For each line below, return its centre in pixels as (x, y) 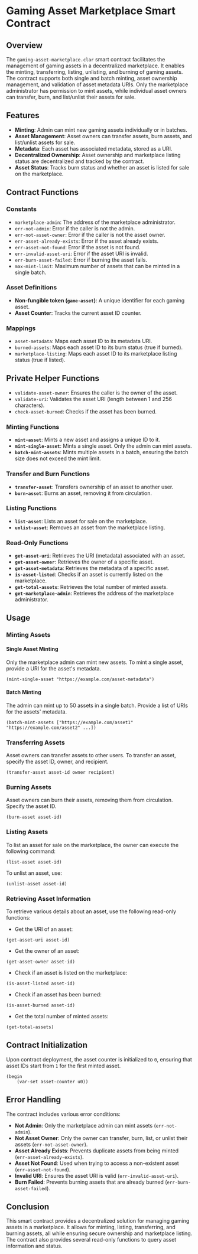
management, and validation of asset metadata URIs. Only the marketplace (97, 84)
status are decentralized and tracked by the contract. (79, 161)
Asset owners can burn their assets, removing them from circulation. (90, 800)
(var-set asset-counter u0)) (53, 1082)
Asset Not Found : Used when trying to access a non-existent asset (97, 1163)
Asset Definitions (32, 288)
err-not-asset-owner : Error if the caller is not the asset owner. (90, 234)
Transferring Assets (35, 742)
